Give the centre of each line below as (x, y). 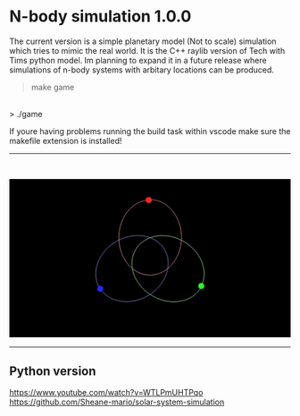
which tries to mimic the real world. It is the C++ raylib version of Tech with (147, 50)
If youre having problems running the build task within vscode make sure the (150, 131)
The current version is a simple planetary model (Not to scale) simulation (143, 41)
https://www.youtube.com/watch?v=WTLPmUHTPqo (106, 393)
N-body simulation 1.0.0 (100, 17)
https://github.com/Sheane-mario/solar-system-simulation (117, 402)
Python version (53, 371)
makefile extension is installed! (66, 140)
